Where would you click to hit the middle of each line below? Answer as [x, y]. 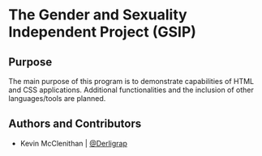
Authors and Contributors [75, 124]
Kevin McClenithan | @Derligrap [73, 143]
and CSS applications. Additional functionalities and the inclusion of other [131, 90]
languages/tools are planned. [57, 98]
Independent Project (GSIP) [103, 32]
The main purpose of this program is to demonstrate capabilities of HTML [131, 81]
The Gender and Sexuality [98, 15]
